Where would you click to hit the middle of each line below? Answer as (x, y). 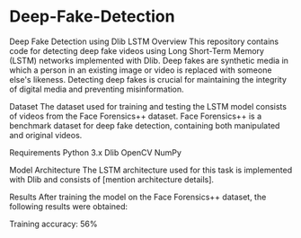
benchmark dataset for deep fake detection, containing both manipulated (145, 125)
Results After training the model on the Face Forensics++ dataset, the (138, 197)
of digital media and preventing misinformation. (97, 89)
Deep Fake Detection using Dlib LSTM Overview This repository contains (144, 41)
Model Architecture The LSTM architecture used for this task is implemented (151, 170)
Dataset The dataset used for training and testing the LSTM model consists (148, 106)
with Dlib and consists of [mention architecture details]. (111, 179)
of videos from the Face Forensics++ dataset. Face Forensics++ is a (136, 116)
